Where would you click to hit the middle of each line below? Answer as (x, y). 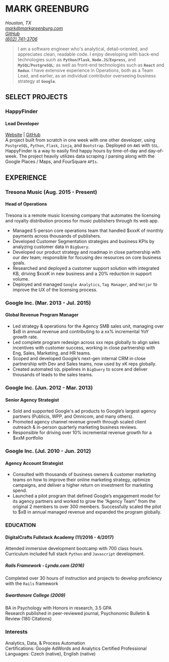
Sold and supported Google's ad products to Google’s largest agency (84, 411)
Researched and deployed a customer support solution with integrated (86, 268)
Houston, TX (18, 23)
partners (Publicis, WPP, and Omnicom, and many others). (73, 416)
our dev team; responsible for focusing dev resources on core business (87, 257)
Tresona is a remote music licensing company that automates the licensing (83, 215)
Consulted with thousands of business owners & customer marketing (84, 475)
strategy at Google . (37, 81)
